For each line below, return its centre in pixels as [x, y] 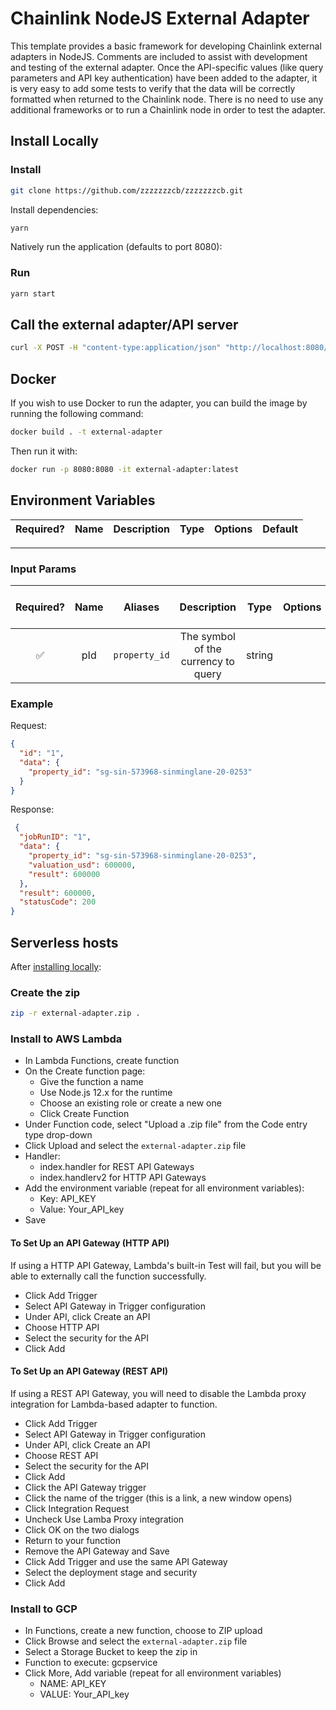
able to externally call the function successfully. [108, 1276]
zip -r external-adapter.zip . [75, 1013]
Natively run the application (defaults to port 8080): [116, 247]
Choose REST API [61, 1455]
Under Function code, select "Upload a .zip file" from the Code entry [166, 1124]
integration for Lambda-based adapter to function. [114, 1404]
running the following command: [77, 414]
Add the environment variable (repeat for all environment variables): [164, 1188]
